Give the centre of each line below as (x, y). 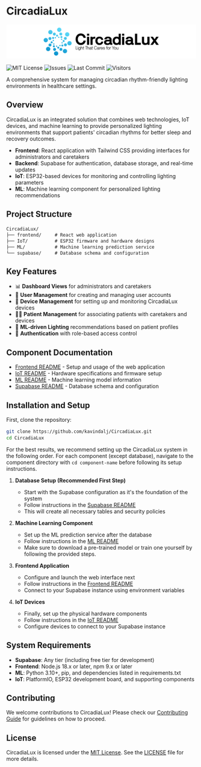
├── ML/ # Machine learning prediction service (80, 247)
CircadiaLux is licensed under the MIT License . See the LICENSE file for (95, 753)
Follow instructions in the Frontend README (79, 584)
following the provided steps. (60, 554)
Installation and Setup (48, 405)
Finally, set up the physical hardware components (85, 613)
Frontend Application (42, 565)
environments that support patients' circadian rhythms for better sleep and (99, 132)
